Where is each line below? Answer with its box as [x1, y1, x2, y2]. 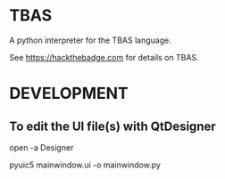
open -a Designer [9, 142, 74, 152]
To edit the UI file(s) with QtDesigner [9, 118, 216, 134]
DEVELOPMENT [9, 84, 129, 103]
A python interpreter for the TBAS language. [9, 35, 171, 45]
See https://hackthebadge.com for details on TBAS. [9, 52, 199, 62]
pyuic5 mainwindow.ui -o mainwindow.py [9, 159, 161, 170]
